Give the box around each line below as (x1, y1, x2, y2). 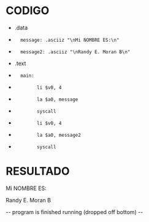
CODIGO (6, 4, 50, 18)
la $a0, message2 (37, 132, 81, 138)
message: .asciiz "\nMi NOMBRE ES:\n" (20, 37, 120, 43)
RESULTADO (6, 164, 70, 178)
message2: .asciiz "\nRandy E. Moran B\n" (20, 48, 131, 55)
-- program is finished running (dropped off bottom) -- (6, 208, 143, 215)
